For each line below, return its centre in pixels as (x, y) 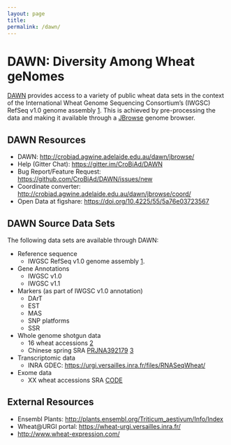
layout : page (26, 14)
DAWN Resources (46, 140)
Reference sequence (47, 253)
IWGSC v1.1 (44, 283)
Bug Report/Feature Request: (59, 171)
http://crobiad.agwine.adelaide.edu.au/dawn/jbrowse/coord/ (104, 194)
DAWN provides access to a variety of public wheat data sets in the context (116, 96)
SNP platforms (49, 320)
